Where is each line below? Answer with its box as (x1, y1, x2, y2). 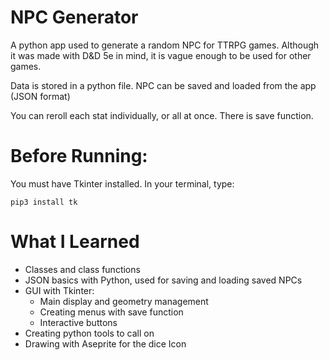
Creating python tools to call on (24, 327, 155, 339)
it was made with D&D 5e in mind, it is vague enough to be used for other (10, 49, 312, 61)
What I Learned (10, 231, 140, 253)
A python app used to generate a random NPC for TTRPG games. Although (10, 39, 320, 51)
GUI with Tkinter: (24, 284, 95, 296)
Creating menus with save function (39, 306, 184, 318)
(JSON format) (10, 90, 71, 102)
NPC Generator (10, 6, 139, 29)
